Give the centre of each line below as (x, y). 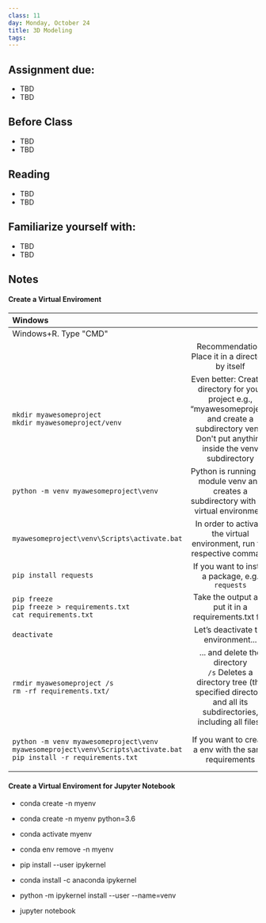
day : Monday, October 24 (49, 23)
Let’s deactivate (223, 630)
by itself (230, 367)
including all (220, 722)
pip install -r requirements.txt (75, 758)
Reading (29, 175)
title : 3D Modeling (40, 30)
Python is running (223, 471)
